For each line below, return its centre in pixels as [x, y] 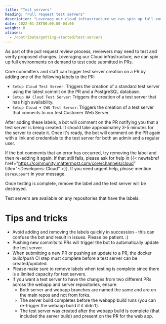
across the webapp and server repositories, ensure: [65, 284]
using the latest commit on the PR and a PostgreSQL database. [76, 92]
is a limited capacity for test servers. [49, 274]
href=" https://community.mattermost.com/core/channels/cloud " [70, 163]
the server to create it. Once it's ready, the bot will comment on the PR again [83, 133]
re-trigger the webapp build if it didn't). [60, 305]
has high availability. [33, 102]
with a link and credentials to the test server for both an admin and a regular [82, 138]
